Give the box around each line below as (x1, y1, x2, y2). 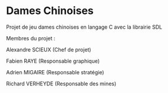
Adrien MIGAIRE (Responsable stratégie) (6, 68, 104, 75)
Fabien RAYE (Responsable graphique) (6, 57, 100, 64)
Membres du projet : (6, 35, 56, 42)
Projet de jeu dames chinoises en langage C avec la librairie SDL (6, 23, 163, 30)
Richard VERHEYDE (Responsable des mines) (6, 80, 117, 87)
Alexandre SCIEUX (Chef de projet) (6, 46, 91, 53)
